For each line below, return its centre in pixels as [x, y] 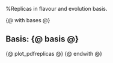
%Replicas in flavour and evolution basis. [56, 9]
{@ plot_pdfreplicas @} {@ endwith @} [54, 53]
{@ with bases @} [28, 20]
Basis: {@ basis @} [42, 39]
